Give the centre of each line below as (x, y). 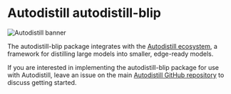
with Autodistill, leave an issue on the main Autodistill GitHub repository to (116, 75)
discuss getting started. (42, 82)
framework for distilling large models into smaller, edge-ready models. (111, 54)
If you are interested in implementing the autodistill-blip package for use (113, 67)
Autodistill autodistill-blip (84, 13)
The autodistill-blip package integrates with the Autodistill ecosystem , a (112, 46)
